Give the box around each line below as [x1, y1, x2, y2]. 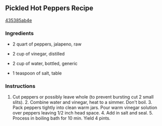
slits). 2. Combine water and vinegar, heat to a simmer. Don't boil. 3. [12, 99, 152, 105]
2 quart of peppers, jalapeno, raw [12, 41, 81, 47]
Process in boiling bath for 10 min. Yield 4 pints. [12, 115, 111, 121]
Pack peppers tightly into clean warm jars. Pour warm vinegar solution [12, 104, 157, 110]
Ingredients [5, 29, 34, 36]
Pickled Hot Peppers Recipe [5, 4, 93, 12]
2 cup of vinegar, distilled [12, 51, 65, 57]
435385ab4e [5, 17, 32, 23]
